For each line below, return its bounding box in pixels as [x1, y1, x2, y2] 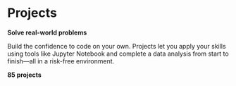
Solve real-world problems [7, 28, 87, 37]
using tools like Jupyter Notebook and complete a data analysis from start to [7, 49, 229, 58]
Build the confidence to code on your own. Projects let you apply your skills [7, 42, 227, 50]
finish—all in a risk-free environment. [7, 56, 115, 65]
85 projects [7, 70, 42, 79]
